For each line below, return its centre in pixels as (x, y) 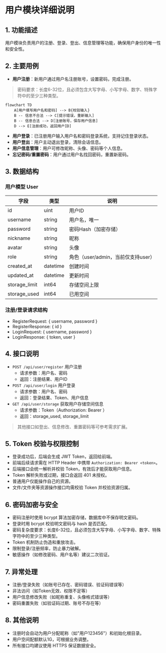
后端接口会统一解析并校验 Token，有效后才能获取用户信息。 (73, 469)
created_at (20, 266)
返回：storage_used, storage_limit (54, 416)
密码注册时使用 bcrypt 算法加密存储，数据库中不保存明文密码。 (76, 517)
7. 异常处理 (21, 572)
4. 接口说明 (22, 354)
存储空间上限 (84, 285)
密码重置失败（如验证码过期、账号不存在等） (58, 603)
